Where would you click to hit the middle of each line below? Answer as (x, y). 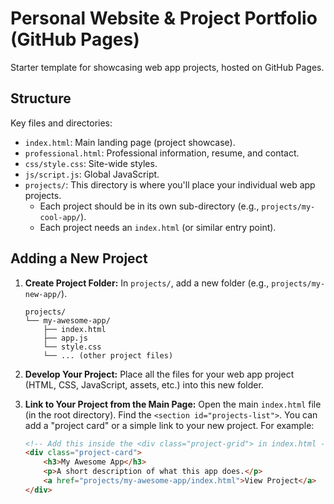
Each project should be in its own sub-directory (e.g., (149, 206)
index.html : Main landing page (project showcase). (130, 142)
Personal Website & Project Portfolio (164, 18)
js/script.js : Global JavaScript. (92, 174)
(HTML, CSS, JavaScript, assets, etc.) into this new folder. (144, 384)
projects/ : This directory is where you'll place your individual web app (170, 184)
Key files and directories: (61, 123)
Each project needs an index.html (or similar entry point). (158, 227)
